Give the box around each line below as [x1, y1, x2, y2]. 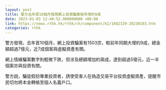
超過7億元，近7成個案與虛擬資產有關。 [9, 46, 88, 52]
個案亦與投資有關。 [5, 63, 44, 69]
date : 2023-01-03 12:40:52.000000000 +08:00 [5, 16, 98, 21]
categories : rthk [5, 26, 41, 31]
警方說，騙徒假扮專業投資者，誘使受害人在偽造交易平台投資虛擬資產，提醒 [5, 73, 157, 79]
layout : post [5, 7, 32, 12]
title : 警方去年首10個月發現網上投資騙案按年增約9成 [5, 12, 101, 17]
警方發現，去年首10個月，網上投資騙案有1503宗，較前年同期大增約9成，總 [5, 40, 157, 46]
